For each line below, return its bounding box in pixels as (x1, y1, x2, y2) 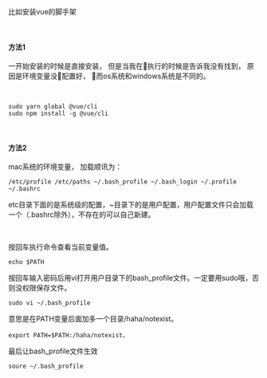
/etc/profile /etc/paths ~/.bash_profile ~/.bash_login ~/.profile (8, 178, 238, 186)
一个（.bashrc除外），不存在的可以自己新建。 (8, 210, 155, 219)
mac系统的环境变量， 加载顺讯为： (8, 162, 123, 171)
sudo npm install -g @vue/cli (8, 110, 109, 118)
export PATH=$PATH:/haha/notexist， (8, 332, 129, 340)
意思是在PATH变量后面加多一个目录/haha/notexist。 (8, 314, 179, 324)
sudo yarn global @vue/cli (8, 103, 98, 111)
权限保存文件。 (22, 283, 72, 293)
